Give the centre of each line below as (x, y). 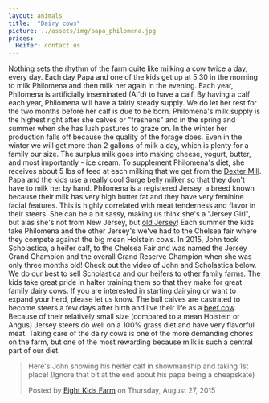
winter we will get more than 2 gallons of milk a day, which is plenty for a (128, 146)
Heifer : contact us (48, 46)
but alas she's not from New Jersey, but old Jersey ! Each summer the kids (131, 223)
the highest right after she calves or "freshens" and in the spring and (122, 120)
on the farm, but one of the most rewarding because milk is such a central (130, 342)
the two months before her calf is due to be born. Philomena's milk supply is (134, 111)
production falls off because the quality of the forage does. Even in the (125, 137)
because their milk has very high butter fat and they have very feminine (126, 197)
